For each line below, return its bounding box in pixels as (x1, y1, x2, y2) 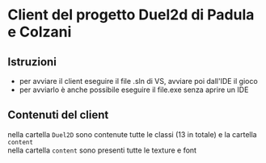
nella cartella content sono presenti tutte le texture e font (7, 145, 197, 155)
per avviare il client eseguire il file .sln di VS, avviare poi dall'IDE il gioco (19, 77, 258, 86)
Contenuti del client (7, 108, 109, 122)
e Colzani (7, 23, 72, 41)
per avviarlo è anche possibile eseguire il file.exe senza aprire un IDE (19, 85, 249, 94)
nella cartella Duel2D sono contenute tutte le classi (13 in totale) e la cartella (7, 129, 257, 139)
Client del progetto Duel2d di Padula (7, 6, 255, 24)
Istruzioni (7, 55, 57, 69)
